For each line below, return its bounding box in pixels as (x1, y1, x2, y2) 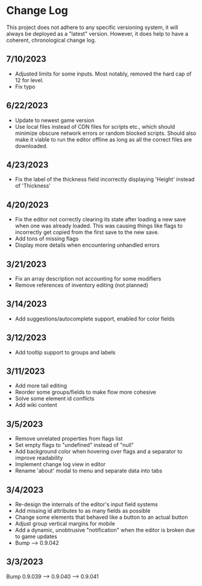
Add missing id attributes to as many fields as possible (14, 507, 151, 515)
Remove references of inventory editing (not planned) (14, 282, 149, 288)
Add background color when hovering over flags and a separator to (14, 448, 183, 455)
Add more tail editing (14, 382, 68, 389)
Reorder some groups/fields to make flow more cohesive (14, 388, 157, 396)
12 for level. (14, 76, 44, 83)
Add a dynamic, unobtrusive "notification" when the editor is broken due (14, 527, 195, 534)
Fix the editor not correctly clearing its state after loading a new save (14, 216, 186, 223)
